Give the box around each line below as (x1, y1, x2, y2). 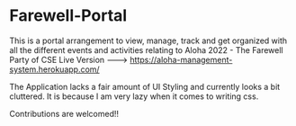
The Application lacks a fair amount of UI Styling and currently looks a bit (9, 81, 281, 92)
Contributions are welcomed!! (9, 108, 120, 119)
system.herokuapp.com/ (9, 64, 101, 75)
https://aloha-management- (130, 54, 233, 65)
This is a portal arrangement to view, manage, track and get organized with (9, 35, 288, 46)
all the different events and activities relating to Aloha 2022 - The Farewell (9, 44, 283, 55)
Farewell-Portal (9, 5, 128, 26)
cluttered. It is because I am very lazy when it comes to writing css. (9, 91, 259, 102)
